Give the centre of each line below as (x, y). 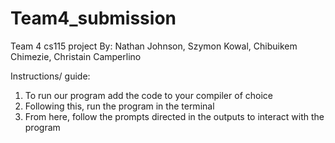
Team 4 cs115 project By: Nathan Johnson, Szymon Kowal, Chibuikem (154, 46)
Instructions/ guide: (50, 76)
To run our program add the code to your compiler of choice (148, 95)
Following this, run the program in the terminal (119, 106)
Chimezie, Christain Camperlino (76, 56)
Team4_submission (93, 18)
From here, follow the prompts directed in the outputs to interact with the (174, 116)
